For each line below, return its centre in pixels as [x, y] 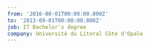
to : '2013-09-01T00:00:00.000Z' [55, 20]
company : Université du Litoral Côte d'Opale [75, 34]
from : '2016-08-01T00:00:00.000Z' [58, 14]
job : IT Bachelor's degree [47, 27]
